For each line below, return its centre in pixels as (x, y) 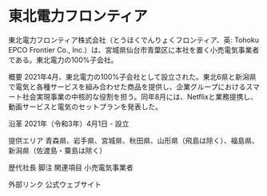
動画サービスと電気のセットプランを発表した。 (85, 106)
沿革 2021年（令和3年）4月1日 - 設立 (69, 123)
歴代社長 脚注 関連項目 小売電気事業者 (71, 167)
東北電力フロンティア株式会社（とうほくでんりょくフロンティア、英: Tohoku (134, 40)
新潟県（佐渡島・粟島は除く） (57, 150)
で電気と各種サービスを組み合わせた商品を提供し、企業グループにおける (127, 86)
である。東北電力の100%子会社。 (63, 60)
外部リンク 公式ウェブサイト (55, 184)
